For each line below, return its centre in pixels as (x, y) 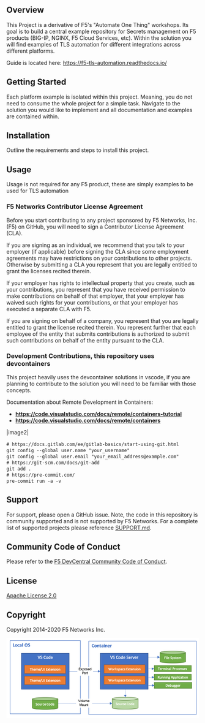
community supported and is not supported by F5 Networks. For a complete (102, 521)
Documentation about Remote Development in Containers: (80, 402)
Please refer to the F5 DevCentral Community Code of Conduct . (87, 562)
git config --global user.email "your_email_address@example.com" (93, 456)
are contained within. (33, 116)
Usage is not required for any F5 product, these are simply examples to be (100, 184)
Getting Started (36, 82)
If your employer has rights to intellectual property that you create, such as (100, 283)
